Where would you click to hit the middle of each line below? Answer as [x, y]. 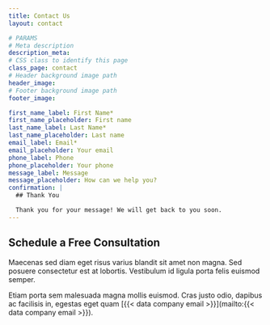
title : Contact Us [39, 16]
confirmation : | [36, 188]
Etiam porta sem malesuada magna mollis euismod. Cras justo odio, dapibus [135, 295]
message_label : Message [49, 173]
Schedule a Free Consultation [84, 243]
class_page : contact [43, 68]
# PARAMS [23, 38]
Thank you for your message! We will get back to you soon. [119, 210]
